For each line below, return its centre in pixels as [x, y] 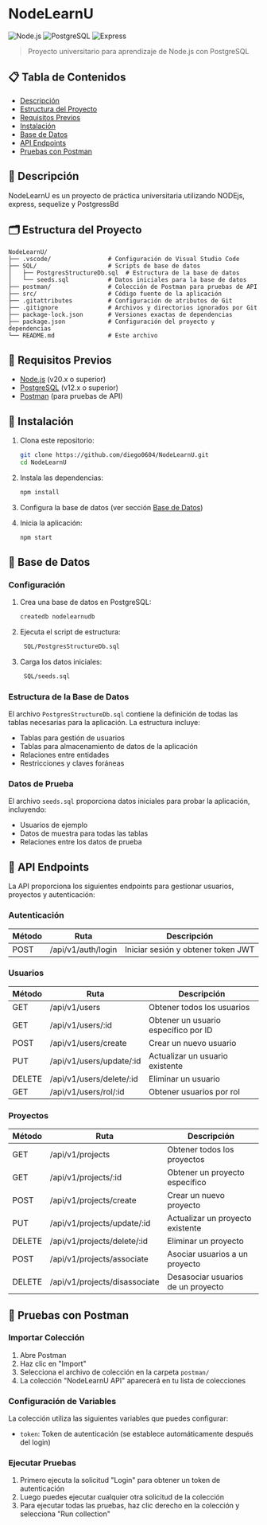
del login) [35, 1442]
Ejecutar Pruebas [43, 1463]
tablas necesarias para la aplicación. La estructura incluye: [104, 723]
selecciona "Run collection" [65, 1514]
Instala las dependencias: [61, 478]
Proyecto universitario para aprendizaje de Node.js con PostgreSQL [138, 51]
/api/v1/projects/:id [85, 1177]
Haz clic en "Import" [53, 1363]
